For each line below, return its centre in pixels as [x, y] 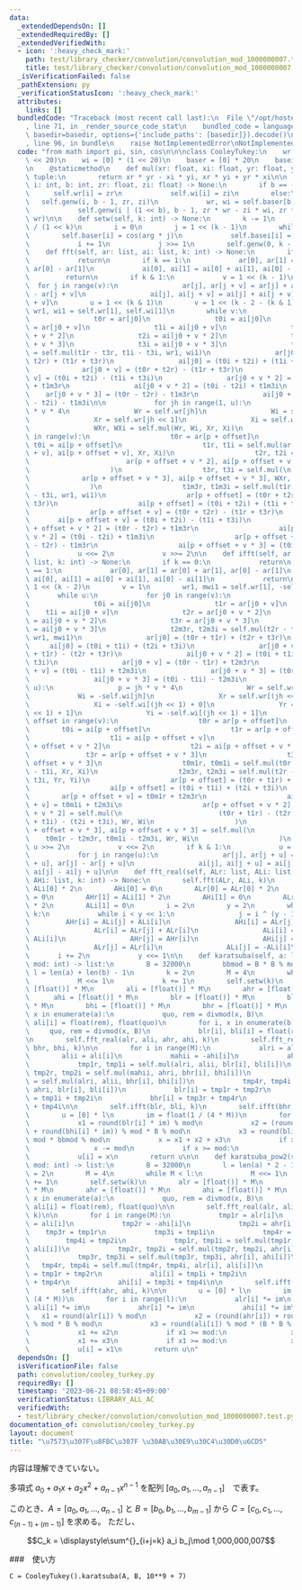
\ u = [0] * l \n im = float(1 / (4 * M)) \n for [159, 1115]
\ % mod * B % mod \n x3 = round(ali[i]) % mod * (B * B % [159, 1324]
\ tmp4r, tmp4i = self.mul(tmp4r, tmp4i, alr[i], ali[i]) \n [144, 1266]
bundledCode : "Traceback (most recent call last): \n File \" [136, 118]
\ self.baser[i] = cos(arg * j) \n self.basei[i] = [159, 235]
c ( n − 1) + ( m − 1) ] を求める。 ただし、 [75, 1522]
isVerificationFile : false [68, 1366]
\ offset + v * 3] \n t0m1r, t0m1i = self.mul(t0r [159, 763]
